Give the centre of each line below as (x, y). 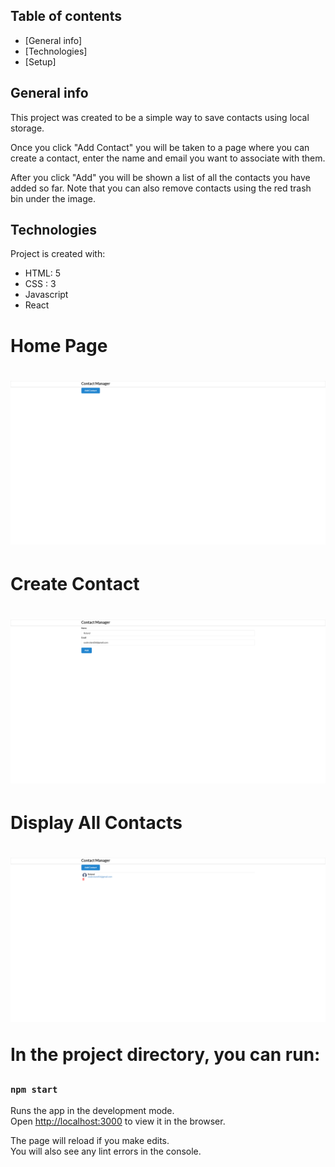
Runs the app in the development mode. (92, 1110)
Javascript (46, 295)
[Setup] (40, 61)
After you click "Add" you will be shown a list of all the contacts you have (160, 177)
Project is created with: (58, 254)
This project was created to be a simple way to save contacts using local (160, 117)
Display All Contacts (96, 823)
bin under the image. (53, 198)
